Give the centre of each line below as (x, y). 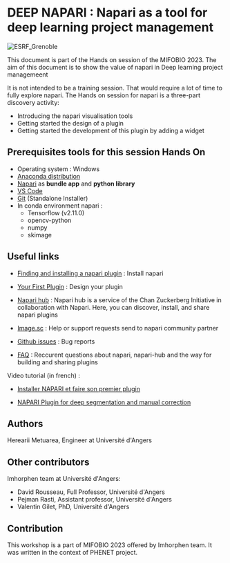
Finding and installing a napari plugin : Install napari (90, 273)
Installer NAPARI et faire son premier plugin (78, 388)
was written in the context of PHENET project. (73, 552)
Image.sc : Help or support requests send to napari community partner (118, 328)
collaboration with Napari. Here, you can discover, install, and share (113, 307)
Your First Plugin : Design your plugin (70, 286)
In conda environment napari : (60, 206)
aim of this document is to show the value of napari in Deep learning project (115, 67)
